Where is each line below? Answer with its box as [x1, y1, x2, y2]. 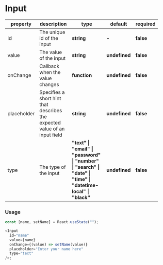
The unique [39, 29, 65, 35]
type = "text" [9, 251, 34, 256]
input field [39, 131, 63, 138]
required [135, 20, 156, 27]
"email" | [72, 145, 94, 152]
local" [72, 188, 86, 194]
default [110, 20, 127, 27]
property [10, 20, 32, 27]
